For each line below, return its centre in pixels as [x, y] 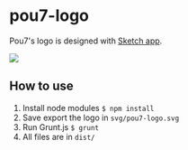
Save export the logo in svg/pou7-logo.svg [101, 117]
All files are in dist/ [59, 136]
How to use [41, 86]
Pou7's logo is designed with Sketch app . [86, 41]
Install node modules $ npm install [88, 108]
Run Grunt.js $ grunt [61, 127]
